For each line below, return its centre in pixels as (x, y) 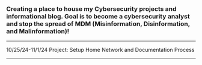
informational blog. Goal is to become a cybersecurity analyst (98, 16)
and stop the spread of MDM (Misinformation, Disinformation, (98, 24)
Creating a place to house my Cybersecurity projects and (91, 9)
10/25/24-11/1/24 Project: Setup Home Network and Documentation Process (100, 50)
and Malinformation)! (38, 31)
